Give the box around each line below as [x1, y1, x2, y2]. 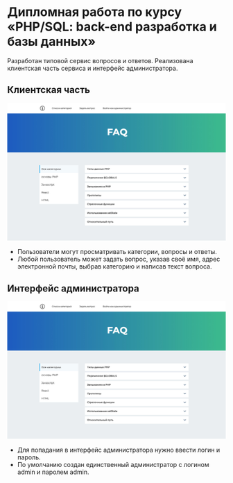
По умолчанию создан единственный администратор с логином [17, 461, 209, 469]
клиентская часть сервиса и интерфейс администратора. [7, 64, 178, 72]
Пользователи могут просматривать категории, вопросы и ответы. [17, 248, 217, 256]
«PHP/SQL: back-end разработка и [7, 19, 217, 35]
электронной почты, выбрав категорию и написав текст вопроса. [17, 262, 212, 271]
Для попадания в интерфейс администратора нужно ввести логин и [17, 446, 221, 455]
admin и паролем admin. [17, 468, 89, 476]
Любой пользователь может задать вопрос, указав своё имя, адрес [17, 255, 221, 264]
